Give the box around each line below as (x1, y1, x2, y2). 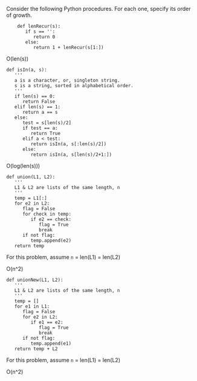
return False (22, 99, 56, 105)
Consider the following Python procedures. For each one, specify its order (6, 5, 191, 12)
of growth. (6, 12, 32, 19)
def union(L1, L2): (6, 174, 56, 180)
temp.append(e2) (30, 237, 71, 244)
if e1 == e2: (30, 319, 63, 325)
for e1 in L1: (14, 303, 50, 310)
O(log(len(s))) (6, 162, 40, 169)
